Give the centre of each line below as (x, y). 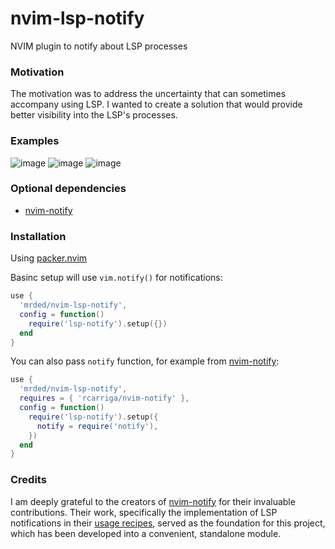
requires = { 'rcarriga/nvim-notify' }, (104, 398)
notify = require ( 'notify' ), (97, 426)
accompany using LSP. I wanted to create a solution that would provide (156, 104)
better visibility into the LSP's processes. (94, 115)
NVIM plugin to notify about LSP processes (99, 46)
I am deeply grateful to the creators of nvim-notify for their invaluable (153, 501)
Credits (28, 480)
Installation (38, 236)
